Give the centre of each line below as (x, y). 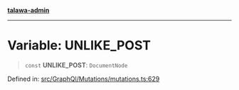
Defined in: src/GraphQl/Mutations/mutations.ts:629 (84, 79)
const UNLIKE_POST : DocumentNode (76, 65)
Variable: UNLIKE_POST (79, 46)
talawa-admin (28, 10)
